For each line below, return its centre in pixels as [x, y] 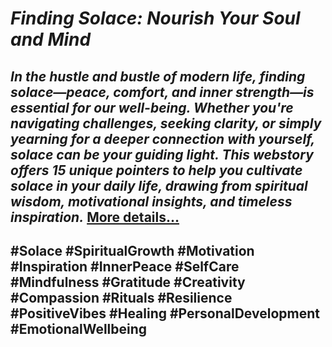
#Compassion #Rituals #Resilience [121, 297]
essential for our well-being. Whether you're [152, 107]
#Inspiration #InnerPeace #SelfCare [125, 266]
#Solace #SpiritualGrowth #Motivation [132, 250]
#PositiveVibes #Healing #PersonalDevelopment [165, 313]
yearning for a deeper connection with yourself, [162, 138]
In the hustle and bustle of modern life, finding [158, 76]
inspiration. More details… [95, 217]
